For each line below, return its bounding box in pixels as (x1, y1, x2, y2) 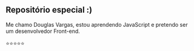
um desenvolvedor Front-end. (5, 27, 80, 35)
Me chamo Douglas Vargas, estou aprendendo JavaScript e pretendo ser (5, 21, 189, 28)
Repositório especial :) (5, 5, 93, 15)
